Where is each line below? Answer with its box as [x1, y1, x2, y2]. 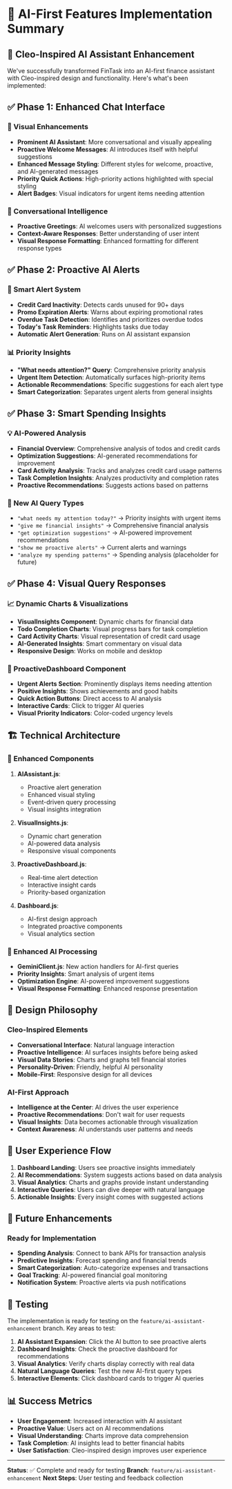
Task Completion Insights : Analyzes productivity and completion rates [17, 473, 220, 482]
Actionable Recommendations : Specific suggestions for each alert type [17, 380, 224, 389]
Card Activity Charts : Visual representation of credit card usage [17, 632, 201, 640]
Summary [7, 21, 64, 37]
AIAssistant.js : [17, 769, 61, 778]
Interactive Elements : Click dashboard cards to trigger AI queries [17, 1374, 204, 1383]
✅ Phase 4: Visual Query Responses [7, 578, 166, 590]
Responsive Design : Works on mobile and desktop [17, 646, 162, 655]
